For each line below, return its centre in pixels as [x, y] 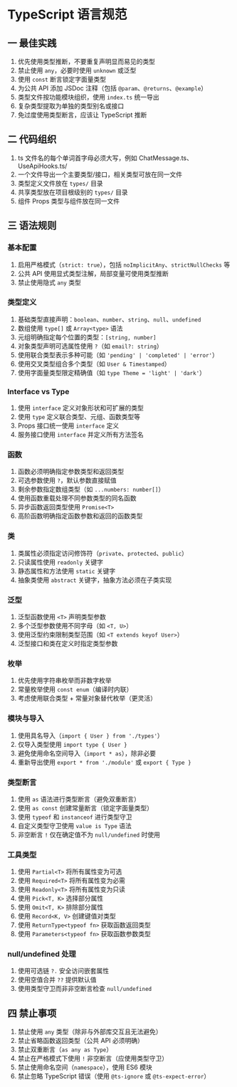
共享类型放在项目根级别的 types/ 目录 [73, 192]
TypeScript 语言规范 [67, 15]
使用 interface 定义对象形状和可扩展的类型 [81, 408]
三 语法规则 [32, 226]
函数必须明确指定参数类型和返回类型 [71, 472]
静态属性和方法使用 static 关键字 [67, 571]
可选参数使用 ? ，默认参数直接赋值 [67, 480]
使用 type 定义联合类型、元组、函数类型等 [79, 417]
